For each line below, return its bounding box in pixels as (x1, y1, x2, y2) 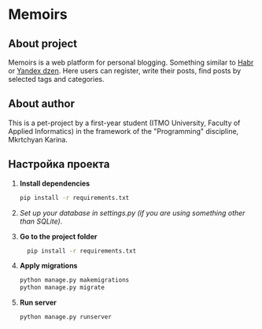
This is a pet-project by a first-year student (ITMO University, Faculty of (8, 118, 241, 128)
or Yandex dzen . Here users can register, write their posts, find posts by (8, 66, 242, 76)
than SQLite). (19, 216, 63, 226)
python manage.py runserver (19, 313, 112, 321)
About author (8, 97, 76, 111)
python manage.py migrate (19, 283, 105, 292)
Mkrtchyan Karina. (8, 135, 68, 144)
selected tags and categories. (8, 75, 105, 83)
